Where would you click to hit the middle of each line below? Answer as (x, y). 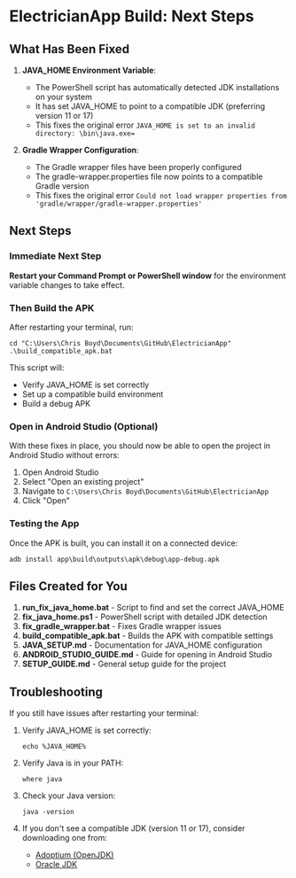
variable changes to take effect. (67, 284)
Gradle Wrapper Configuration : (80, 150)
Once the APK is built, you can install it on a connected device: (124, 543)
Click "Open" (46, 501)
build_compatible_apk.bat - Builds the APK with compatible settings (148, 636)
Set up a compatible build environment (93, 394)
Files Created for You (68, 586)
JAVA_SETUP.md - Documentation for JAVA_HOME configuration (142, 645)
